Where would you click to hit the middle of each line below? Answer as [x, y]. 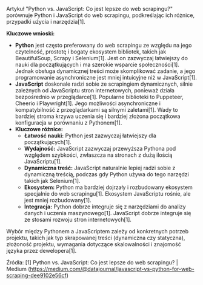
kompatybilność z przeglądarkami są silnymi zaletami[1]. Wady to [96, 110]
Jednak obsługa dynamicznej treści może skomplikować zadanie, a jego [105, 71]
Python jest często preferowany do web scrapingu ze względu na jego [103, 45]
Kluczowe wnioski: [31, 33]
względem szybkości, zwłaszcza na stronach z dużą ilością [98, 155]
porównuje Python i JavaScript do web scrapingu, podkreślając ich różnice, [101, 15]
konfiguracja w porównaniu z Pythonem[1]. [68, 123]
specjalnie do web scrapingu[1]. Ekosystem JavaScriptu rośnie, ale [107, 194]
